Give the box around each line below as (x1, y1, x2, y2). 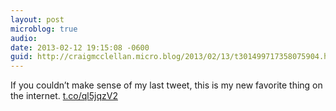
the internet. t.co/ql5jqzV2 (10, 90, 118, 102)
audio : (10, 33, 38, 43)
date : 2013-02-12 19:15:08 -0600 (10, 42, 150, 53)
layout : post (10, 14, 65, 25)
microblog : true (10, 24, 78, 34)
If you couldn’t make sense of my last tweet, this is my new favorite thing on (10, 79, 323, 91)
